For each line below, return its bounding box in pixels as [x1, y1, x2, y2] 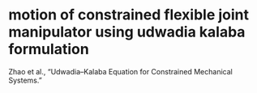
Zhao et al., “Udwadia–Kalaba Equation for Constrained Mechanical [8, 66, 233, 76]
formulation [8, 40, 89, 58]
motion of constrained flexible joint [8, 6, 250, 24]
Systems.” [8, 75, 42, 85]
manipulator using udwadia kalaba [8, 23, 246, 41]
